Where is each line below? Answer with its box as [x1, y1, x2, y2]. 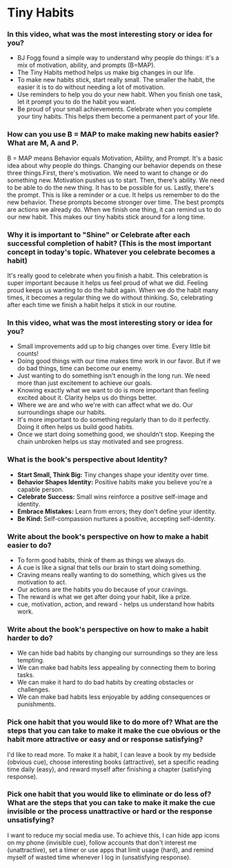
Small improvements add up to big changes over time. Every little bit [17, 342, 211, 351]
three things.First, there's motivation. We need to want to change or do [7, 168, 208, 177]
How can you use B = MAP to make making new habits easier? [7, 130, 219, 139]
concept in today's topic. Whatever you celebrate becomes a [7, 247, 216, 257]
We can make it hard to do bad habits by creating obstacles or [17, 678, 194, 687]
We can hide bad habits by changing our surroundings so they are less [17, 649, 219, 657]
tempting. [17, 656, 45, 664]
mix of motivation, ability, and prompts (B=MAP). [17, 61, 156, 70]
